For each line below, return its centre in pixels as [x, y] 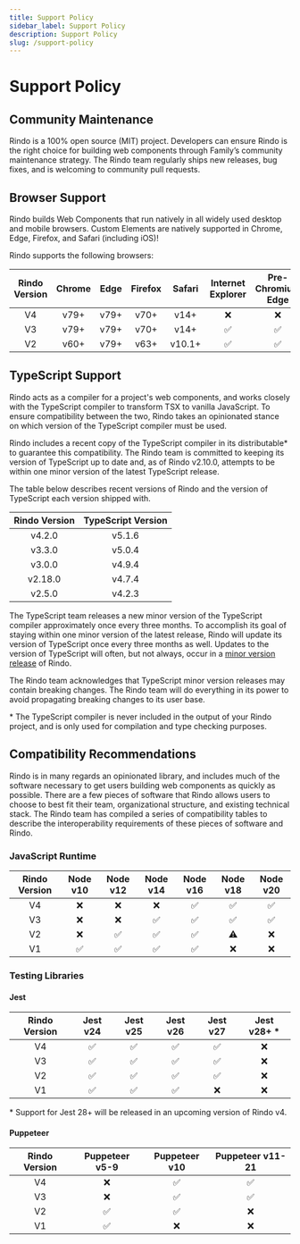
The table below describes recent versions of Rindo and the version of [139, 489]
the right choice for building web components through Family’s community [146, 151]
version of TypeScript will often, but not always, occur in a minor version [142, 653]
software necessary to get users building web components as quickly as [142, 785]
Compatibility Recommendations [103, 755]
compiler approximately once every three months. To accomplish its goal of [148, 625]
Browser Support [58, 198]
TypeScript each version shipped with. [80, 498]
